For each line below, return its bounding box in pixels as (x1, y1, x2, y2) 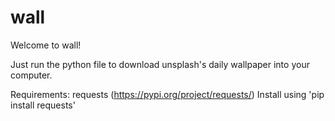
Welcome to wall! (10, 39, 82, 51)
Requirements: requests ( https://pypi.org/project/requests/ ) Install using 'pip (10, 88, 325, 100)
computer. (10, 69, 53, 81)
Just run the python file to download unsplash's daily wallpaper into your (10, 58, 310, 70)
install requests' (10, 99, 76, 111)
